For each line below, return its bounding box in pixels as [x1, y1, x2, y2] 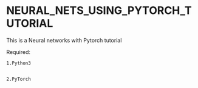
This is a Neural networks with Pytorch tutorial [6, 36, 122, 44]
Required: [6, 48, 31, 55]
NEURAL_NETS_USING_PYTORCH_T [6, 4, 193, 18]
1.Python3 [6, 60, 32, 66]
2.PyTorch [6, 76, 32, 82]
